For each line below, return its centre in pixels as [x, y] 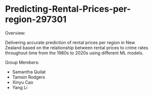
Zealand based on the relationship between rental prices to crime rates [77, 47]
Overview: [15, 33]
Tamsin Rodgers [29, 77]
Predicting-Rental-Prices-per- [68, 9]
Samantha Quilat [29, 71]
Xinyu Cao [23, 82]
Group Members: [22, 62]
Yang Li [20, 87]
